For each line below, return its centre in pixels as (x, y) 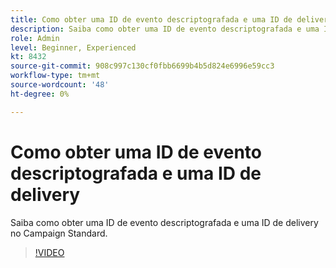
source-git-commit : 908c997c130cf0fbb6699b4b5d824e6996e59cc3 (142, 66)
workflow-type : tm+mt (55, 76)
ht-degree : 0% (40, 94)
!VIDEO (49, 252)
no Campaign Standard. (59, 233)
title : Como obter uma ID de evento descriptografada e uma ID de (151, 19)
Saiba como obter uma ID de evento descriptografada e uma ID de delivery (164, 222)
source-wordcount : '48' (60, 85)
